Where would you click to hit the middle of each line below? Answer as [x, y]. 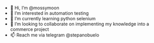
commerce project [30, 29]
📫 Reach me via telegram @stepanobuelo [55, 35]
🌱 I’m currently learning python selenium [53, 18]
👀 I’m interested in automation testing [49, 13]
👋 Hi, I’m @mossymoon [35, 8]
